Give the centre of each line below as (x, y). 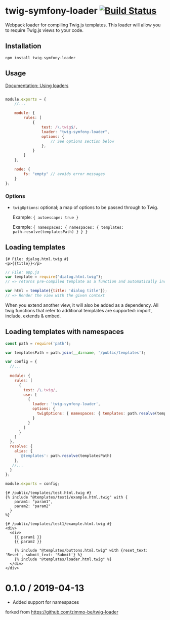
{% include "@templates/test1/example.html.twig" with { (67, 498)
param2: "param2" (33, 506)
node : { (22, 169)
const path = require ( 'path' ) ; (38, 343)
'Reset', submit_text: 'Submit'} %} (44, 555)
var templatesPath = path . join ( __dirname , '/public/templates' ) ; (75, 353)
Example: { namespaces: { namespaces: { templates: (68, 227)
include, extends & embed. (33, 316)
